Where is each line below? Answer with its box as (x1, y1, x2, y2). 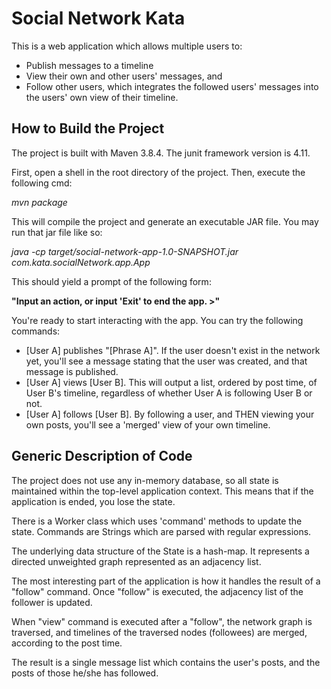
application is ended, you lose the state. (11, 495, 176, 507)
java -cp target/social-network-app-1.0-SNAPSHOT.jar (11, 245, 239, 257)
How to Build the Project (11, 120, 165, 137)
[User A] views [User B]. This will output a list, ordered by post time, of (25, 376, 318, 388)
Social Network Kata (11, 7, 186, 30)
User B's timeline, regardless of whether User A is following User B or (25, 387, 313, 399)
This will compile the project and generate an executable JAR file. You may (11, 215, 319, 227)
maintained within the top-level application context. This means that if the (11, 485, 314, 497)
